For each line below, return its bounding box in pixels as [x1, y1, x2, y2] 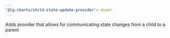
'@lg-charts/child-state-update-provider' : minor [5, 7, 113, 13]
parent [5, 26, 19, 33]
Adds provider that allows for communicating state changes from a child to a [5, 21, 165, 27]
